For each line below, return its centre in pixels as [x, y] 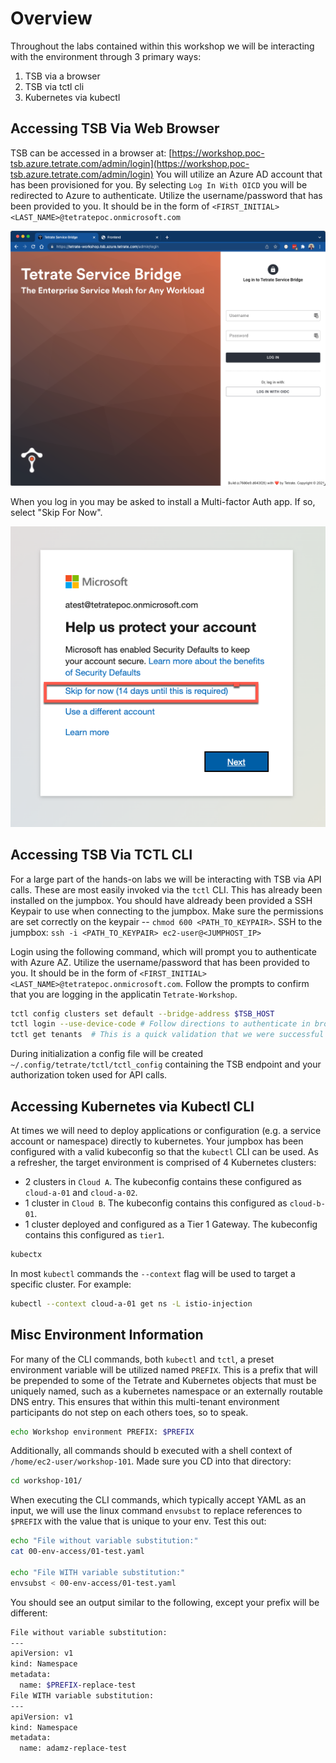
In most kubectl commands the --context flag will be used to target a [153, 1273]
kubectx [26, 1254]
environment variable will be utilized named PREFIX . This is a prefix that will [164, 1369]
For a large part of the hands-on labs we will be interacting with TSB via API [166, 879]
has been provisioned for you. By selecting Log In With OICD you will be [159, 184]
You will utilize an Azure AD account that [239, 174]
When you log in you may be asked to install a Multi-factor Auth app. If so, [163, 501]
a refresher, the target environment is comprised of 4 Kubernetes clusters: [163, 1162]
